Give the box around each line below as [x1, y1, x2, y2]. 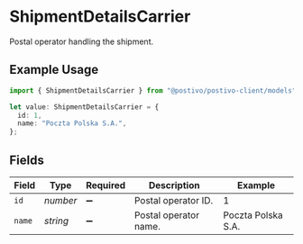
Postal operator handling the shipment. [9, 36, 154, 47]
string [43, 214, 69, 227]
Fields [9, 152, 45, 167]
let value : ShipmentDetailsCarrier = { [9, 102, 160, 112]
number [43, 194, 78, 206]
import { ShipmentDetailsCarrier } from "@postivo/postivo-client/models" [9, 86, 297, 95]
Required [85, 178, 126, 191]
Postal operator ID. [133, 194, 214, 206]
